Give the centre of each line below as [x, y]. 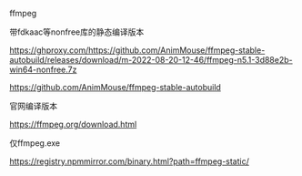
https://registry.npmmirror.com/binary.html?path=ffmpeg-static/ [130, 161]
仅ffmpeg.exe [35, 143]
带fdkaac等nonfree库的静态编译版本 [77, 32]
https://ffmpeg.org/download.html [73, 124]
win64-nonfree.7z [43, 69]
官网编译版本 [33, 106]
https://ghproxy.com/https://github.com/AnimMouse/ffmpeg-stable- [137, 50]
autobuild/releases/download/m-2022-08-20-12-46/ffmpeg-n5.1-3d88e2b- [151, 60]
